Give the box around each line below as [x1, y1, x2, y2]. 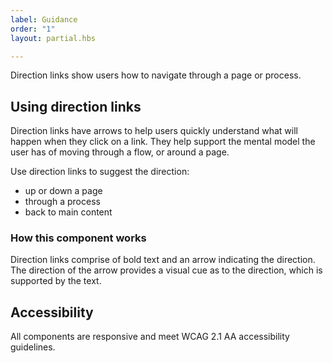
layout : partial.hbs [10, 33, 97, 43]
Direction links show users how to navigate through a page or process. [10, 69, 302, 81]
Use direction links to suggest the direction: [10, 166, 190, 178]
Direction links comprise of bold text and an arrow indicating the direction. [10, 254, 316, 266]
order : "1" [10, 24, 56, 34]
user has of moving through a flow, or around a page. [10, 146, 230, 158]
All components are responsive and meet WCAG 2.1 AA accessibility [10, 331, 290, 343]
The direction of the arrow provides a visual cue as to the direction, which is [10, 264, 323, 276]
